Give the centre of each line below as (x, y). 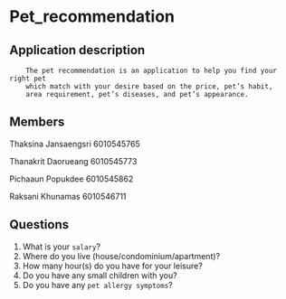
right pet (28, 79)
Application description (77, 50)
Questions (39, 224)
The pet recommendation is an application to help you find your (152, 70)
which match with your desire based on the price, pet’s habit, (149, 87)
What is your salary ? (62, 247)
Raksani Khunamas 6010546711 (68, 196)
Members (37, 122)
